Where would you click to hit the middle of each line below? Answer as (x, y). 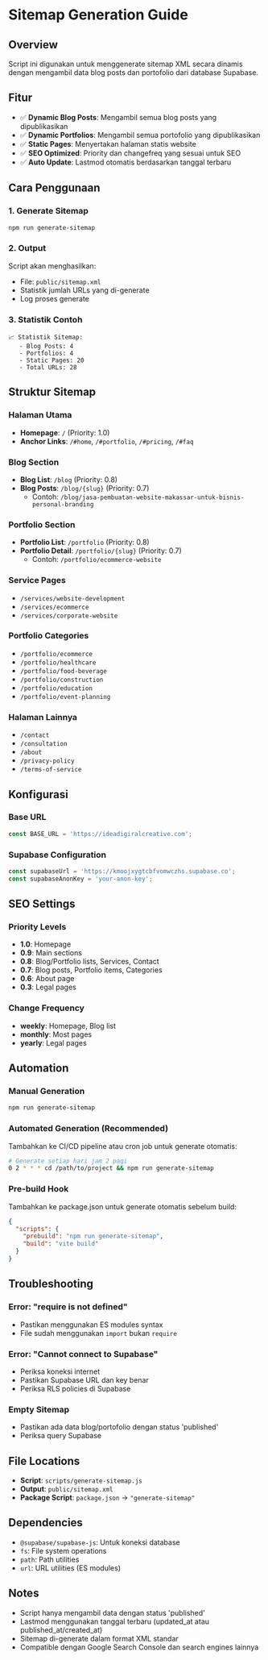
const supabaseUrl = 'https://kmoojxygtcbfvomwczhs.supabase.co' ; (122, 872)
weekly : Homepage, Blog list (68, 1026)
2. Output (27, 248)
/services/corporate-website (69, 616)
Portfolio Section (42, 524)
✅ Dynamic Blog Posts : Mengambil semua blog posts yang (118, 117)
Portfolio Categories (49, 636)
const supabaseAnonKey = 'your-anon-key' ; (80, 879)
